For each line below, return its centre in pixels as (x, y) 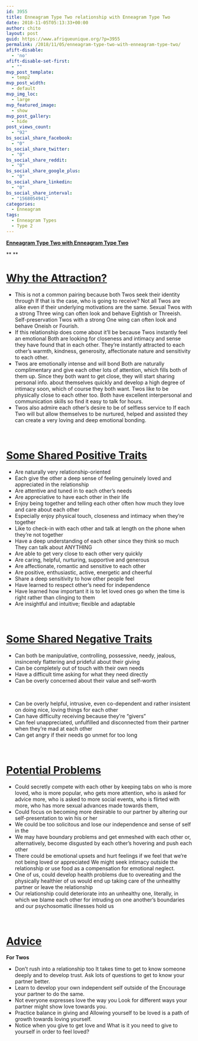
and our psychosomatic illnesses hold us (64, 906)
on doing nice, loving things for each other (66, 709)
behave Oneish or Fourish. (47, 326)
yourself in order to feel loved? (52, 1032)
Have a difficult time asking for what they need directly (81, 674)
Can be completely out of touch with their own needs (79, 668)
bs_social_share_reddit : (37, 160)
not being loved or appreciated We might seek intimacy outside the (96, 862)
